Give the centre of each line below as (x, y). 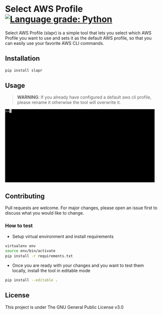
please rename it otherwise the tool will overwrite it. (69, 102)
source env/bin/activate (30, 251)
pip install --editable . (31, 280)
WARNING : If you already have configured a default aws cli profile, (84, 97)
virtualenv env (20, 246)
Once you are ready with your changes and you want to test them (78, 266)
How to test (19, 226)
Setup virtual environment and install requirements (63, 236)
